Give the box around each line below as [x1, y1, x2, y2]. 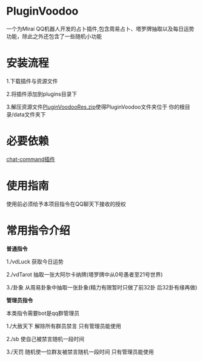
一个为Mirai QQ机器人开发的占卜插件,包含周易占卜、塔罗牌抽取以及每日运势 [6, 25, 195, 32]
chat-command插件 [6, 155, 56, 163]
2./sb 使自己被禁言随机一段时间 [6, 335, 85, 342]
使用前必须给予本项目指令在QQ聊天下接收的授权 [6, 200, 126, 207]
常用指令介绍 [6, 223, 71, 237]
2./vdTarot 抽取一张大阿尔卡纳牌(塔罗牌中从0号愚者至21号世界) [6, 271, 163, 278]
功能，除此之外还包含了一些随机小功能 [6, 32, 102, 40]
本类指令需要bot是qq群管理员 [6, 309, 80, 317]
